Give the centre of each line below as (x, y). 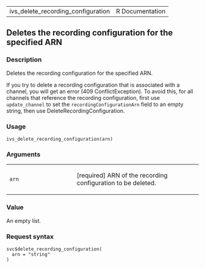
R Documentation (141, 11)
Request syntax (30, 236)
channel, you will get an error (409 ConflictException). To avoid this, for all (100, 91)
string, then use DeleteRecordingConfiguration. (66, 111)
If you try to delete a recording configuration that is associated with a (93, 85)
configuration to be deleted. (117, 183)
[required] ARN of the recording (122, 175)
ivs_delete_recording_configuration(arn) (60, 139)
